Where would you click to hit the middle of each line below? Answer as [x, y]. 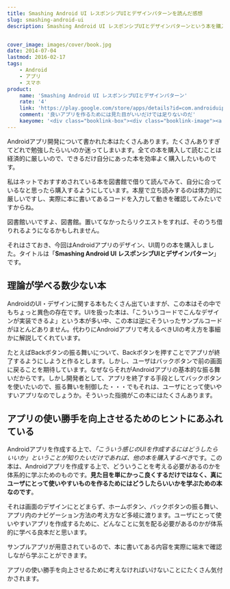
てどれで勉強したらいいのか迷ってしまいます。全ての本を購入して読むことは [115, 150]
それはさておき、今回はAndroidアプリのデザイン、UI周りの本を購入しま [108, 245]
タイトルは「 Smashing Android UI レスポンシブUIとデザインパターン [116, 253]
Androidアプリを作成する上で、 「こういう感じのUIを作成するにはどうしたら [113, 449]
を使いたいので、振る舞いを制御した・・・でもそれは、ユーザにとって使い [112, 386]
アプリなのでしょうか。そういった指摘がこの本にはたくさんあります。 [118, 395]
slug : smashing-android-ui [46, 20]
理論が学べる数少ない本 [56, 286]
